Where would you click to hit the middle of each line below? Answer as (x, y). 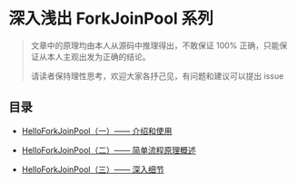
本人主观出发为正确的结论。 (99, 56)
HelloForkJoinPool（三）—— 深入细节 (93, 169)
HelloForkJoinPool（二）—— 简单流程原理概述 (109, 149)
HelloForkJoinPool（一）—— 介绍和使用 (97, 130)
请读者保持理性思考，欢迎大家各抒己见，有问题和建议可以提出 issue (157, 76)
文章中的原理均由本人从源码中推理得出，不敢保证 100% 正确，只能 (155, 45)
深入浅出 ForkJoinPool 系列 (111, 19)
